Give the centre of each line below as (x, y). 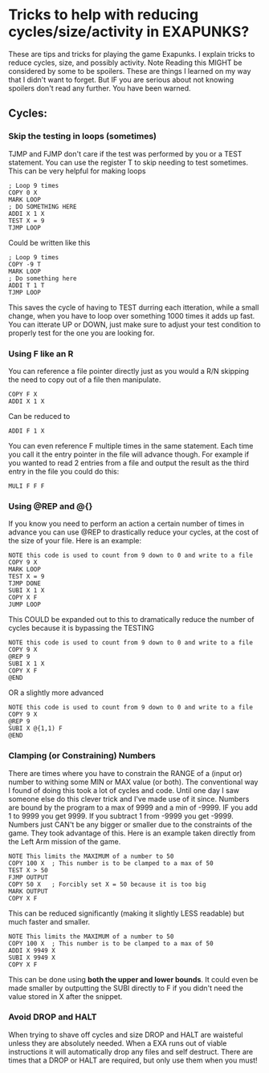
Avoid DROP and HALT (53, 1017)
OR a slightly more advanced (56, 693)
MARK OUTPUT (28, 891)
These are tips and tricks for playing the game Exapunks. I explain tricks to (132, 54)
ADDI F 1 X (26, 431)
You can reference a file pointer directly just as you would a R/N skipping (129, 371)
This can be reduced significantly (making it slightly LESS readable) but (126, 913)
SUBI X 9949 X (32, 957)
